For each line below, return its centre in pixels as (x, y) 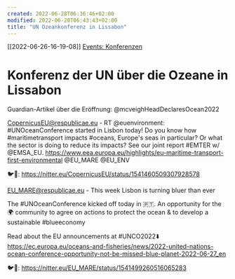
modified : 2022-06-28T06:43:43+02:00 (62, 20)
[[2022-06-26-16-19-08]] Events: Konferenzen (75, 47)
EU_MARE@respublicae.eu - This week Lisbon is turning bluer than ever (112, 191)
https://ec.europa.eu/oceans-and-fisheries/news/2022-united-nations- (110, 247)
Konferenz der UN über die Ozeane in (118, 75)
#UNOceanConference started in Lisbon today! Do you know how (102, 130)
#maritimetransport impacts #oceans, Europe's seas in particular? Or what (115, 138)
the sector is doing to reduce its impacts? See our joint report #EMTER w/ (113, 145)
